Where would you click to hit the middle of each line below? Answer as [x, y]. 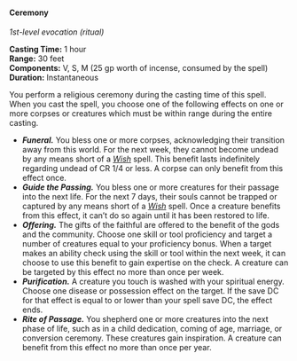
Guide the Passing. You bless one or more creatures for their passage [150, 187]
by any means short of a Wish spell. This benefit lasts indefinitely [141, 159]
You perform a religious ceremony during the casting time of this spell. [138, 95]
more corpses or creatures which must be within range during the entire [141, 114]
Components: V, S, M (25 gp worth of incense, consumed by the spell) [139, 68]
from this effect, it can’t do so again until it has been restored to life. [146, 216]
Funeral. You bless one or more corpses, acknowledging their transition [153, 140]
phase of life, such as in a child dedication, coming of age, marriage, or [152, 329]
